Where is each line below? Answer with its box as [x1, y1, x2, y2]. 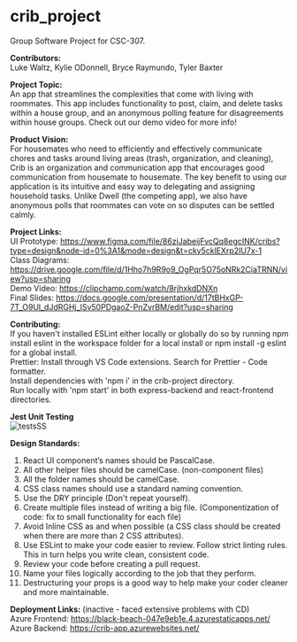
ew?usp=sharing [10, 273, 72, 284]
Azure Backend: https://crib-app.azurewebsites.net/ [10, 623, 200, 633]
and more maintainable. [22, 586, 110, 597]
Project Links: [10, 226, 62, 236]
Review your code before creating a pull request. [22, 558, 202, 569]
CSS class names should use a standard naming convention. [22, 483, 244, 493]
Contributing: [10, 319, 61, 329]
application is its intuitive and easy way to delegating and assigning [10, 181, 255, 191]
